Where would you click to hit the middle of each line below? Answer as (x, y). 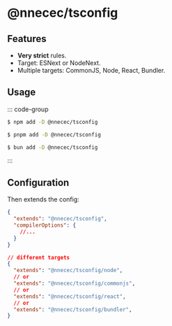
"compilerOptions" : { (45, 225)
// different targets (39, 257)
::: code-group (28, 109)
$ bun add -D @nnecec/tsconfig (53, 147)
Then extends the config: (44, 199)
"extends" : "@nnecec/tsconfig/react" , (70, 296)
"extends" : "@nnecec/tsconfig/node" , (68, 271)
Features (27, 39)
